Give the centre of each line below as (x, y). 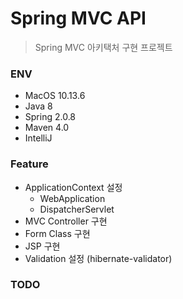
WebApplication (72, 198)
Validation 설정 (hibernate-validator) (98, 258)
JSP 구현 (42, 246)
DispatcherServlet (77, 209)
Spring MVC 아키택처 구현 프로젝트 (103, 47)
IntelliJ (38, 138)
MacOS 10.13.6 (55, 96)
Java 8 (38, 106)
